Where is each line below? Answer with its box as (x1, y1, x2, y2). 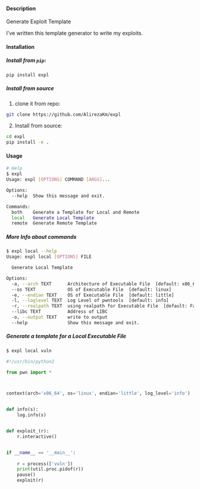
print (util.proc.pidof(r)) (17, 466, 84, 472)
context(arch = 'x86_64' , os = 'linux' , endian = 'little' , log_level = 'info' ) (6, 390, 190, 396)
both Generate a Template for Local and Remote (11, 209, 140, 215)
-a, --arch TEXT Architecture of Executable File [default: (11, 281, 180, 287)
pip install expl (6, 72, 49, 78)
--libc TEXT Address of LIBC (11, 309, 108, 315)
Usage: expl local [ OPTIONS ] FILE (6, 254, 92, 260)
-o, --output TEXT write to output (11, 314, 108, 321)
